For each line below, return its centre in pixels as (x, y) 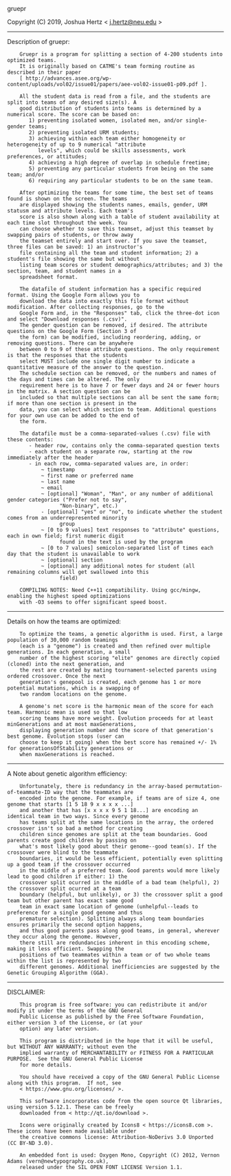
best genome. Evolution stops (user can (66, 736)
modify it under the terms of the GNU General (75, 1011)
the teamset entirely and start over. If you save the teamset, (113, 241)
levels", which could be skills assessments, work (112, 151)
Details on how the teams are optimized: (64, 621)
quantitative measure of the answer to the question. (86, 367)
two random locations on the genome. (74, 694)
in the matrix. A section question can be (69, 392)
